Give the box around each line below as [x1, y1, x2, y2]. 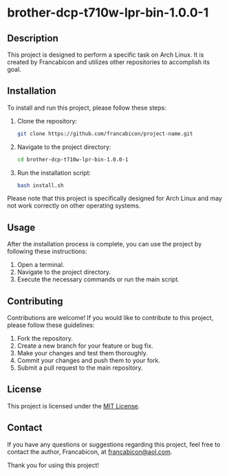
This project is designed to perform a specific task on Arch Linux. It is [7, 50, 204, 59]
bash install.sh [17, 181, 64, 189]
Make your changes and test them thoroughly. [17, 349, 148, 357]
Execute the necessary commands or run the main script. [17, 275, 180, 284]
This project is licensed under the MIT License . [7, 401, 140, 410]
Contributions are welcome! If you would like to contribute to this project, [7, 314, 214, 322]
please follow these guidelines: [7, 321, 95, 329]
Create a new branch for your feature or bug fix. [17, 341, 153, 350]
